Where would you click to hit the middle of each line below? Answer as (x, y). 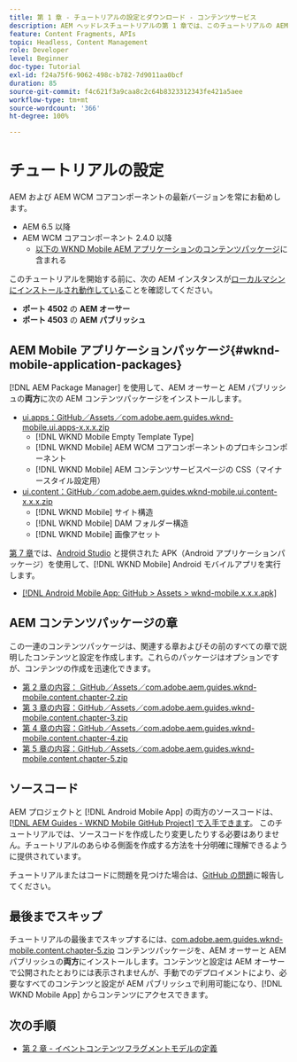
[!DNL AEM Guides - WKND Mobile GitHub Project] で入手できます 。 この (142, 823)
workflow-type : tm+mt (49, 100)
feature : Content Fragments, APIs (73, 34)
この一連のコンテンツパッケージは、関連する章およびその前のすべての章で (145, 646)
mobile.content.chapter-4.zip (75, 738)
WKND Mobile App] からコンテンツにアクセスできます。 (111, 995)
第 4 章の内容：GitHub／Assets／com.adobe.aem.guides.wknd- (138, 728)
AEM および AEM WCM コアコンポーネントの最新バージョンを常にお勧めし (145, 197)
